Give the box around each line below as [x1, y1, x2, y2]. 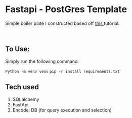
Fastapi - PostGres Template [5, 4, 127, 15]
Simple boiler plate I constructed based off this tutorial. [5, 20, 120, 26]
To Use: [5, 45, 30, 54]
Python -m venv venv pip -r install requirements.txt [5, 69, 120, 74]
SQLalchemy [12, 96, 39, 102]
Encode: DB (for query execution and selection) [12, 107, 112, 113]
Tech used [5, 83, 39, 92]
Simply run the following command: [5, 58, 79, 64]
